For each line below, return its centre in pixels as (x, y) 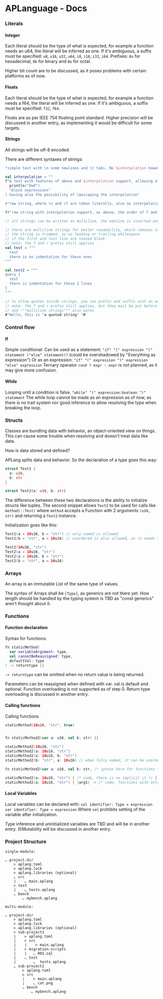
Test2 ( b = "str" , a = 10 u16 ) (34, 561)
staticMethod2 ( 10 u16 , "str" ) (34, 747)
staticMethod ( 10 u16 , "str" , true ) (40, 725)
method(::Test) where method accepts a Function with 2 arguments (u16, (78, 511)
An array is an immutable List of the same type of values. (62, 584)
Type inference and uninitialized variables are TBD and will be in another (77, 824)
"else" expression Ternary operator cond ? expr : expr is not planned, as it (81, 365)
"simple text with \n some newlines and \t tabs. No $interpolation (76, 168)
